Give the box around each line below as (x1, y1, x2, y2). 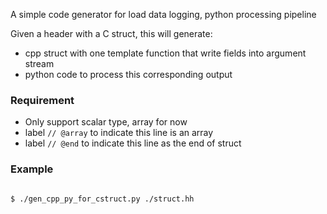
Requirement (10, 93, 75, 107)
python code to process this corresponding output (24, 69, 233, 80)
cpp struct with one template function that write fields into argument (24, 47, 307, 59)
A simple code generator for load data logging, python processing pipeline (10, 9, 317, 20)
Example (10, 162, 54, 176)
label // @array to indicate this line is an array (24, 127, 214, 139)
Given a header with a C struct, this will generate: (10, 28, 213, 39)
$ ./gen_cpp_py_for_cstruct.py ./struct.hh (10, 194, 195, 204)
